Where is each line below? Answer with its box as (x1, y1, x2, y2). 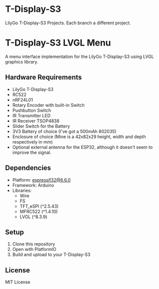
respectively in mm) (12, 139, 53, 144)
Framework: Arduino (12, 182, 54, 188)
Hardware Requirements (5, 73, 82, 82)
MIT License (5, 279, 31, 285)
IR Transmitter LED (12, 112, 51, 118)
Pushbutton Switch (12, 107, 51, 113)
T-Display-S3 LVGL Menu (5, 37, 111, 48)
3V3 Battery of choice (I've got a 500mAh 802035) (12, 128, 116, 134)
